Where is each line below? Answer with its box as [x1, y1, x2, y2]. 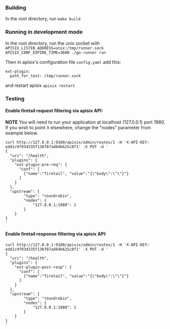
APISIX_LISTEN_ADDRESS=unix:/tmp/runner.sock [5, 45, 104, 51]
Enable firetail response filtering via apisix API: [5, 231, 107, 237]
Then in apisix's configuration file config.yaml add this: [5, 59, 122, 65]
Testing [5, 95, 25, 102]
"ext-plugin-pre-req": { [14, 162, 67, 167]
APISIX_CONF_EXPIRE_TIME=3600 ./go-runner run [5, 50, 106, 55]
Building [5, 4, 27, 11]
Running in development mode [5, 29, 83, 36]
